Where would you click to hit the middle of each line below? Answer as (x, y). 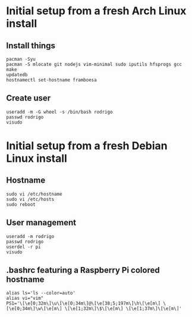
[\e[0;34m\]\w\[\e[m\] (34, 309)
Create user (29, 98)
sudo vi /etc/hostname (34, 194)
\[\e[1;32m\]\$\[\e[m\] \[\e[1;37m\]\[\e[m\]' (123, 309)
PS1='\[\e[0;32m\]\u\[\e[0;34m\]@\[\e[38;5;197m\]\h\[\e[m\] (84, 304)
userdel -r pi (24, 247)
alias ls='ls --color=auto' (41, 293)
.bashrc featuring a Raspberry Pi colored (83, 270)
